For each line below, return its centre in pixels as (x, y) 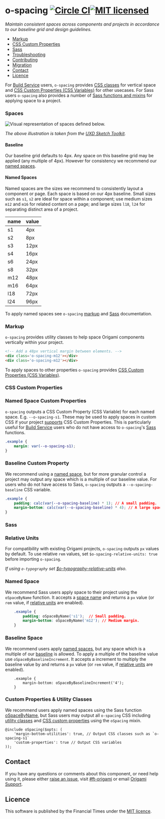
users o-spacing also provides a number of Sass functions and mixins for (79, 95)
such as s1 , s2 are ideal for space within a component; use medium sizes (79, 198)
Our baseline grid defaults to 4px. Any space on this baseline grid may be (79, 156)
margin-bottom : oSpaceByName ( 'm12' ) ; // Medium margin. (81, 621)
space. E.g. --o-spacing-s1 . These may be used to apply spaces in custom (81, 417)
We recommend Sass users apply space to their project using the (71, 592)
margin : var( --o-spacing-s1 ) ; (45, 446)
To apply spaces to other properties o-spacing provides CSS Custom (74, 370)
